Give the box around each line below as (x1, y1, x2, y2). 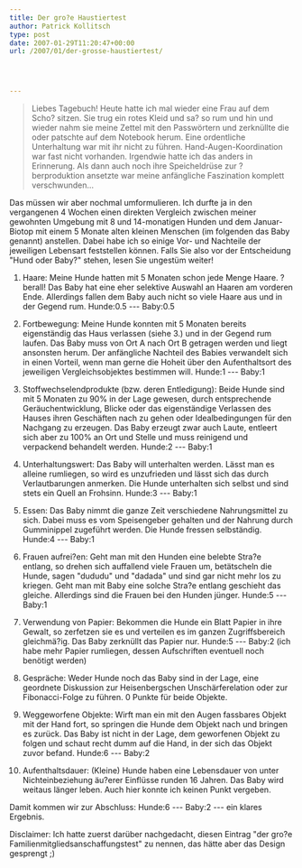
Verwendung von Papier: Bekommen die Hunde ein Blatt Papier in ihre (22, 617, 282, 628)
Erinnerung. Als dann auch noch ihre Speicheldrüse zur (31, 161, 237, 171)
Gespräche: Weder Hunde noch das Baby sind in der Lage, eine (22, 673, 260, 684)
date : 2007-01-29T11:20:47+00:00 (9, 38, 135, 48)
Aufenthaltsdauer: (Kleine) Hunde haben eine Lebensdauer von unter (22, 765, 279, 776)
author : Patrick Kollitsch (9, 22, 111, 31)
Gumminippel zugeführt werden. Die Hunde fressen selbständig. (22, 524, 262, 535)
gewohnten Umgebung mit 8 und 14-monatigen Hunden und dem (9, 217, 252, 227)
